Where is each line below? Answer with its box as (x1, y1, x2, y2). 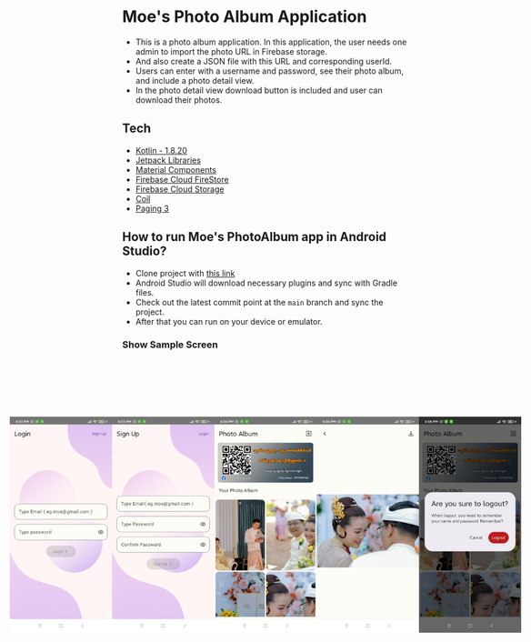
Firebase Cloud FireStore (135, 174, 229, 185)
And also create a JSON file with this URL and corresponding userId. (135, 55, 393, 66)
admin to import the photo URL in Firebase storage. (135, 45, 328, 56)
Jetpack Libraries (135, 155, 202, 166)
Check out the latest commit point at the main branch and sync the (135, 296, 384, 307)
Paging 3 (135, 203, 170, 214)
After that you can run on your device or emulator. (135, 316, 324, 326)
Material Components (135, 164, 217, 175)
